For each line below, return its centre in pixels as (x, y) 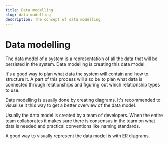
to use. (12, 90)
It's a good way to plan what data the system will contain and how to (77, 74)
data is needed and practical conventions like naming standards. (73, 126)
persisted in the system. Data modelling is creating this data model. (76, 64)
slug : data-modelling (28, 15)
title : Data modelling (29, 10)
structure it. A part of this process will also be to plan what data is (74, 79)
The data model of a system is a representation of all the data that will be (81, 59)
